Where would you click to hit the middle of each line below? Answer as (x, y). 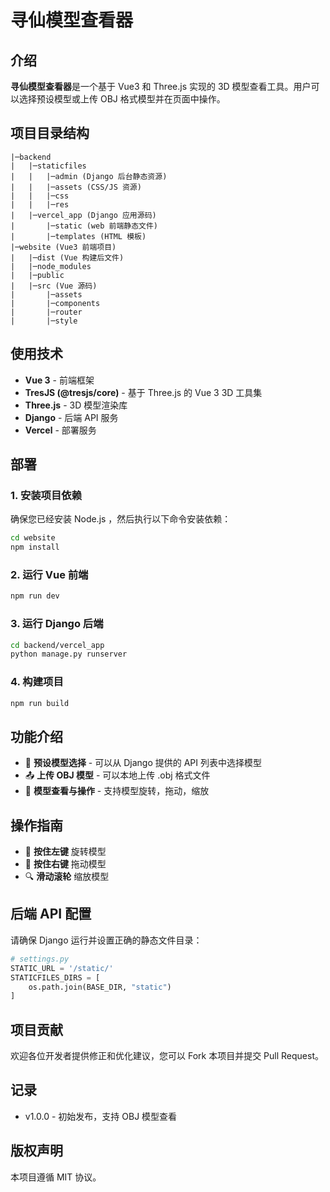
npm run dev (35, 596)
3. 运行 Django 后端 (57, 624)
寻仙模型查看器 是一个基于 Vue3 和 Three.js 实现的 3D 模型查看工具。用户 (161, 86)
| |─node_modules (51, 266)
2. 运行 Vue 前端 (49, 574)
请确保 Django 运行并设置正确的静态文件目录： (106, 940)
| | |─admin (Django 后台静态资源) (89, 176)
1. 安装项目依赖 (46, 495)
